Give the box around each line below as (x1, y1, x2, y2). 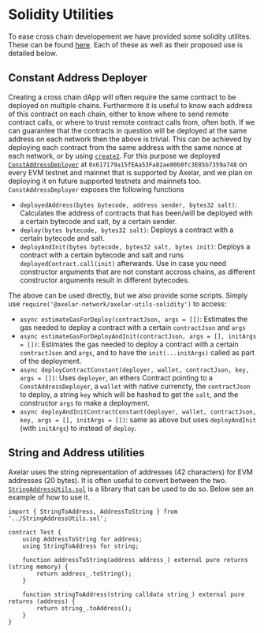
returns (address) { (8, 597, 76, 605)
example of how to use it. (8, 492, 91, 502)
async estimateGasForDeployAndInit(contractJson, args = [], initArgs (19, 332, 257, 340)
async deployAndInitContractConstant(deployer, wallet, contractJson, (19, 408, 257, 416)
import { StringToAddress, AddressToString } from (8, 508, 178, 515)
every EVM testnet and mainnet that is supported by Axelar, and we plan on (8, 167, 253, 177)
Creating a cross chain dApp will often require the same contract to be (8, 92, 236, 102)
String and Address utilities (8, 446, 145, 459)
